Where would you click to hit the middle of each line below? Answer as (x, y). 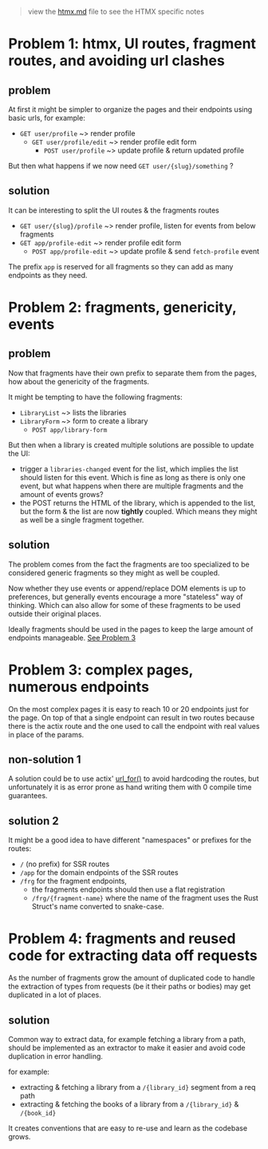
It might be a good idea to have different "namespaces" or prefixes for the (130, 840)
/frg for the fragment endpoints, (73, 881)
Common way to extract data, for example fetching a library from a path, (127, 1039)
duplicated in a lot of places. (55, 995)
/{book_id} (38, 1113)
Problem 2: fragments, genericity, (122, 308)
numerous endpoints (79, 687)
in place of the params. (46, 734)
